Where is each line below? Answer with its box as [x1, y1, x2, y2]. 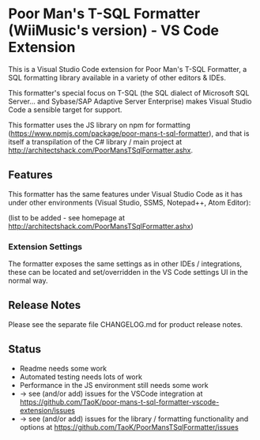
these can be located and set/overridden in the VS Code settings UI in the [8, 268, 249, 277]
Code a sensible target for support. [8, 104, 122, 115]
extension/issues [19, 405, 75, 415]
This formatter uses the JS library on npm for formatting [8, 120, 191, 130]
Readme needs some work [19, 363, 107, 373]
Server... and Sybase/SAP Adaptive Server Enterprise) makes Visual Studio [8, 96, 252, 106]
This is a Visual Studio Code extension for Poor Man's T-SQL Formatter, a [8, 64, 247, 73]
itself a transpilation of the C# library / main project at [8, 137, 183, 146]
